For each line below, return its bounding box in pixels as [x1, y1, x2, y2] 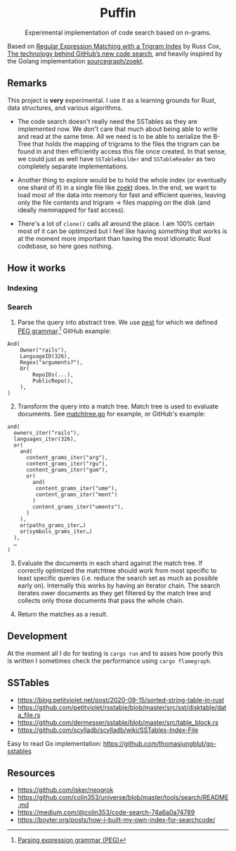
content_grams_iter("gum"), [25, 466, 109, 473]
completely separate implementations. [17, 162, 129, 170]
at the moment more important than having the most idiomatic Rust [17, 234, 211, 242]
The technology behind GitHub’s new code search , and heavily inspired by [7, 49, 223, 58]
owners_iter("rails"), [13, 430, 80, 437]
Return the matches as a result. [17, 610, 108, 619]
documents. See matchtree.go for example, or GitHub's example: [17, 410, 206, 418]
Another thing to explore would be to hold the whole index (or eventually [17, 175, 227, 184]
